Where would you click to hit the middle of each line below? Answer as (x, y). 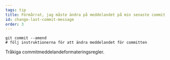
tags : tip (16, 10)
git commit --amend (26, 38)
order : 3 (15, 24)
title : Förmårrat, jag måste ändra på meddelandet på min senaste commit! (87, 15)
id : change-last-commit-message (40, 19)
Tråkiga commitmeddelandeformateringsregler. (55, 52)
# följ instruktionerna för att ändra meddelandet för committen (76, 43)
